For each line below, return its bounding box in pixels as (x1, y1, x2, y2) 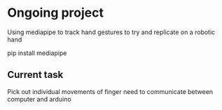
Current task (7, 69, 64, 81)
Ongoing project (7, 5, 104, 21)
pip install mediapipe (7, 49, 67, 57)
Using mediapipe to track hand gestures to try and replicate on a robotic (7, 28, 216, 36)
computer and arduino (7, 95, 71, 103)
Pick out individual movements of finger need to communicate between (7, 87, 214, 95)
